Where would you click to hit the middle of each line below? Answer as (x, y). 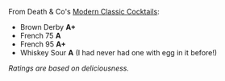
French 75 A (40, 36)
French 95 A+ (43, 44)
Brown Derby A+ (48, 27)
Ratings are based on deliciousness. (69, 68)
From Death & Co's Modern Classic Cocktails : (84, 12)
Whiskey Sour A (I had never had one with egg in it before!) (119, 53)
